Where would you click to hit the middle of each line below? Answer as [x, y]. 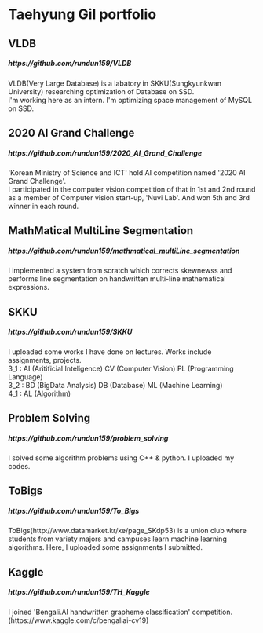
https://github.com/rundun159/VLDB [70, 64]
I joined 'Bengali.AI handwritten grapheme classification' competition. [121, 612]
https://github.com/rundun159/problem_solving [88, 438]
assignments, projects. [45, 360]
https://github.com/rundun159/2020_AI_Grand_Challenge [105, 153]
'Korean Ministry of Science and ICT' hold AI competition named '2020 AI [127, 172]
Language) [26, 377]
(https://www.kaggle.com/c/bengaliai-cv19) [79, 620]
